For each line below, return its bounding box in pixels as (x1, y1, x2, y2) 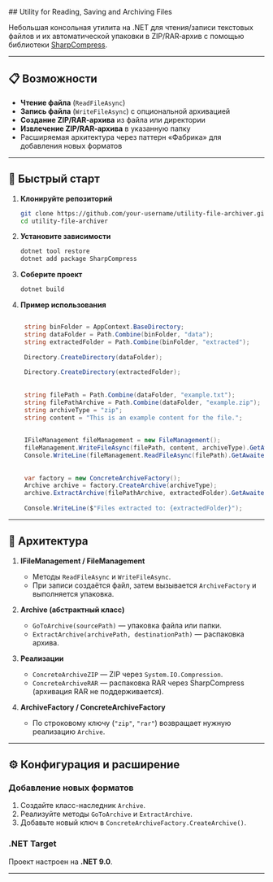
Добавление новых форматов (8, 782, 134, 793)
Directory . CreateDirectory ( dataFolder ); (24, 353, 163, 361)
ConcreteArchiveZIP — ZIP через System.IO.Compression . (32, 669, 223, 679)
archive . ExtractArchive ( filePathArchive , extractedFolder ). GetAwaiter (24, 489, 268, 497)
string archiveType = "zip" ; (24, 406, 123, 414)
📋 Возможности (8, 72, 97, 86)
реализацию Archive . (32, 727, 106, 736)
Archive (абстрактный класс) (19, 605, 125, 615)
